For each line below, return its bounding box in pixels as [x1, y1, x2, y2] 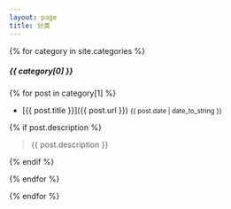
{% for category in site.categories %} [9, 45, 146, 56]
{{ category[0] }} [9, 66, 73, 76]
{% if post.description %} [9, 122, 102, 133]
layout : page [9, 12, 58, 22]
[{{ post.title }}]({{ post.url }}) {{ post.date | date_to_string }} [21, 105, 223, 116]
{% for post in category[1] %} [9, 88, 117, 98]
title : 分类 [9, 21, 50, 30]
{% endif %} [9, 157, 55, 167]
